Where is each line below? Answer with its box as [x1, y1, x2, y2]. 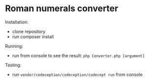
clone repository [12, 28, 46, 34]
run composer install [12, 34, 54, 40]
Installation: [5, 19, 28, 25]
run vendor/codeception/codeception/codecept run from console [12, 71, 143, 77]
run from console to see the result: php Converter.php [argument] [12, 52, 145, 59]
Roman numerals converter [5, 3, 119, 14]
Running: [5, 43, 24, 49]
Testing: [5, 62, 22, 68]
